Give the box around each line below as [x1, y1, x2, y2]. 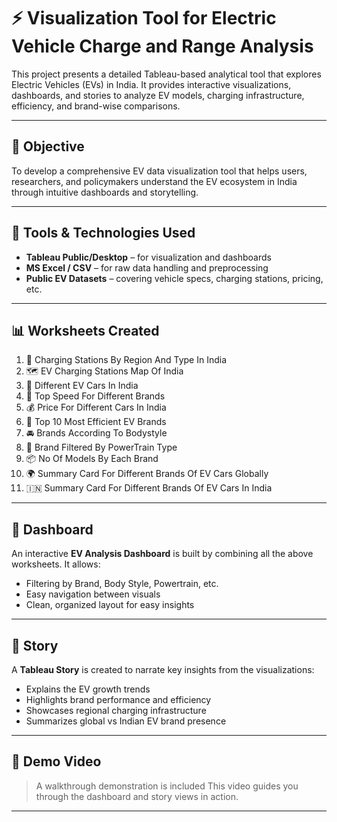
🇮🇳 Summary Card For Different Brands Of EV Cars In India [25, 482, 273, 494]
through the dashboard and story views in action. [35, 790, 239, 802]
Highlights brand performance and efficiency [25, 694, 212, 705]
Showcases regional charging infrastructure [25, 705, 207, 716]
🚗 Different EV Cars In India [25, 380, 139, 392]
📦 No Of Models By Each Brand [25, 453, 159, 465]
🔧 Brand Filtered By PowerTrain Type [25, 441, 178, 454]
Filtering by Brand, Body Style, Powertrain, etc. [25, 578, 219, 590]
